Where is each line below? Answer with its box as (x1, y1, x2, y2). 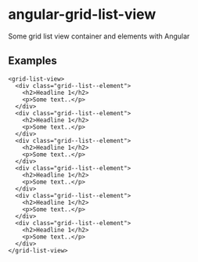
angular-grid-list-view (8, 5, 157, 24)
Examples (8, 54, 57, 67)
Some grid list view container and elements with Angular (8, 31, 190, 41)
